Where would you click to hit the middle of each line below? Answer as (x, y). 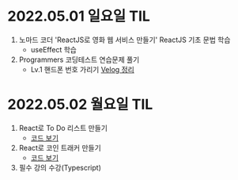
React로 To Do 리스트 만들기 (63, 128)
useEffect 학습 (53, 49)
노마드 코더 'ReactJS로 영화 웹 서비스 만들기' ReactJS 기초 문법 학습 (125, 40)
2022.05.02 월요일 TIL (80, 105)
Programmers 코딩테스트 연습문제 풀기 (79, 59)
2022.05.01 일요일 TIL (79, 16)
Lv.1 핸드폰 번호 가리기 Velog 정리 (83, 69)
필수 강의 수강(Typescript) (60, 167)
